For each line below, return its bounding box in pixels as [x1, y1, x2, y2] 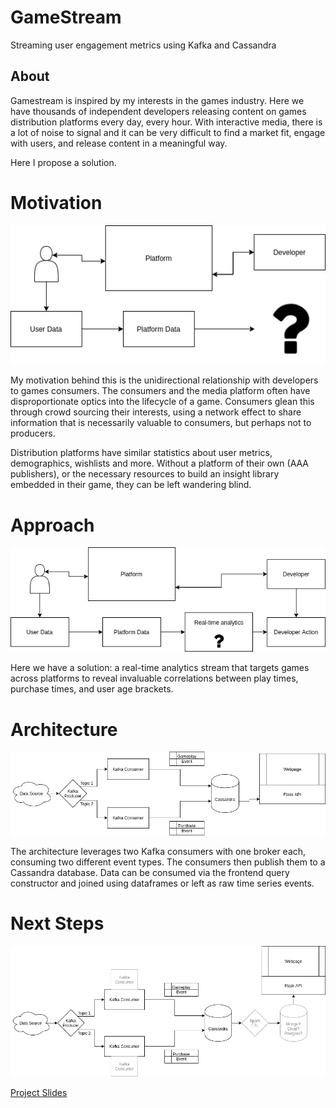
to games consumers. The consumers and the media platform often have [10, 385, 311, 397]
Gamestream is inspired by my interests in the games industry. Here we [10, 94, 305, 106]
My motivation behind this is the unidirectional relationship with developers [10, 374, 319, 386]
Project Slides [10, 1087, 68, 1099]
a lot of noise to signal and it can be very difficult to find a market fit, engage [10, 126, 326, 138]
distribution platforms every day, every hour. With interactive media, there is [10, 116, 323, 128]
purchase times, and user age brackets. [10, 683, 174, 695]
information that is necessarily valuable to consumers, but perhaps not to [10, 417, 312, 429]
